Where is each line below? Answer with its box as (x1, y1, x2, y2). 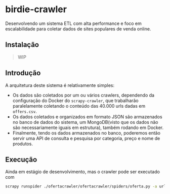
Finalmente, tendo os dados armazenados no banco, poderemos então (12, 130, 161, 136)
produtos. (12, 141, 33, 147)
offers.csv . (12, 108, 37, 114)
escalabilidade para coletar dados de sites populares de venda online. (5, 25, 151, 31)
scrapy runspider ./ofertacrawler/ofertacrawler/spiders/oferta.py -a (5, 184, 157, 189)
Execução (5, 155, 37, 164)
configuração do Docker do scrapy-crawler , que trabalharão (12, 98, 139, 104)
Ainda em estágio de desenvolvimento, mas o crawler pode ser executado (5, 169, 160, 175)
